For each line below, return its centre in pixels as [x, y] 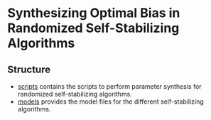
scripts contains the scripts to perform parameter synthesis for [109, 86]
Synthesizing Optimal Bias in [94, 13]
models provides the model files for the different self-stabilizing [110, 102]
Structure [29, 69]
